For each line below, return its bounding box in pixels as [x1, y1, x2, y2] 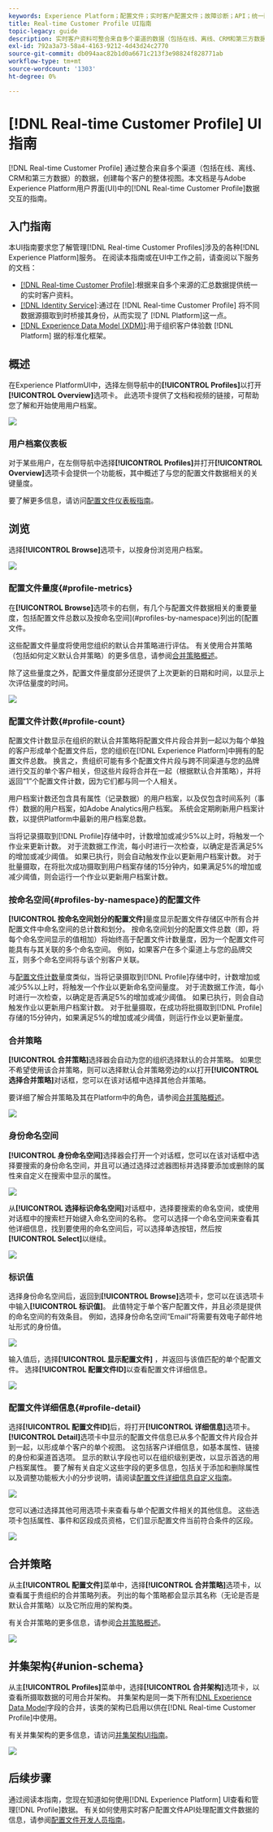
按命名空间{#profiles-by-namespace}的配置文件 [8, 894, 201, 905]
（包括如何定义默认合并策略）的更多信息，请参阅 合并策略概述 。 [8, 650, 222, 660]
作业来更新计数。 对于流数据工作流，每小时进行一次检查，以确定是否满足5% [8, 841, 264, 851]
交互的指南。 [8, 193, 51, 203]
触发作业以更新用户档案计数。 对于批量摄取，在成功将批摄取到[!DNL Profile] [8, 1002, 262, 1013]
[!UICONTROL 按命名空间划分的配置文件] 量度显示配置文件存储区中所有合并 [8, 914, 260, 924]
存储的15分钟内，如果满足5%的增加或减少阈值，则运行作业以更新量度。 [8, 1013, 248, 1023]
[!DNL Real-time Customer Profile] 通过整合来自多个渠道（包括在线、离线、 [8, 163, 260, 172]
